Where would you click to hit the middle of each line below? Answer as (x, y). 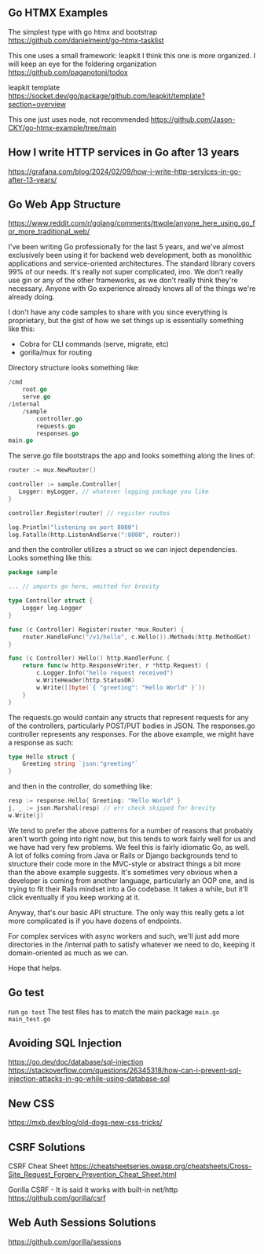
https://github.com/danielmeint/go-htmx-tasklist (86, 40)
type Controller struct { (50, 601)
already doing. (31, 297)
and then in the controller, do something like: (80, 786)
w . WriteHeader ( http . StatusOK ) (86, 680)
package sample (33, 572)
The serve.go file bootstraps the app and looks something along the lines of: (132, 456)
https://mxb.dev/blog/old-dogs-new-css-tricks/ (85, 1123)
